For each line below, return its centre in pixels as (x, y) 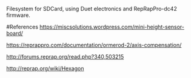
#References (22, 27)
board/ (15, 33)
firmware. (18, 15)
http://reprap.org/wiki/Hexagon (45, 68)
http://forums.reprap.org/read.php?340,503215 (65, 57)
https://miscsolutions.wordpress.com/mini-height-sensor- (112, 27)
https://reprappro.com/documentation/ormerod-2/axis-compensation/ (94, 45)
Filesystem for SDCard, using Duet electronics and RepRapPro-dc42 (92, 9)
